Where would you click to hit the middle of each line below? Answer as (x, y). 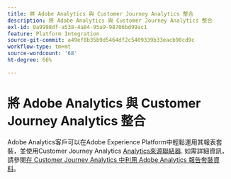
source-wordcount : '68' (43, 54)
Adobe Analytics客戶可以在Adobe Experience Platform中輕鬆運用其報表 (112, 142)
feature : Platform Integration (53, 34)
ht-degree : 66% (30, 60)
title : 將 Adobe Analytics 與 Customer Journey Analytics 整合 (100, 14)
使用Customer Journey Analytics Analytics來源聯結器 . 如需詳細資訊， (127, 151)
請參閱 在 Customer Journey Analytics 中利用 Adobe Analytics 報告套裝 (111, 159)
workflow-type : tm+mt (39, 47)
